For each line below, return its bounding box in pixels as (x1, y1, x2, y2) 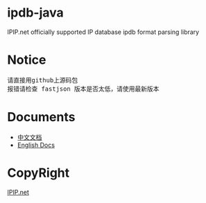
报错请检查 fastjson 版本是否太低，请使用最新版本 (7, 85, 160, 93)
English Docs (17, 141, 55, 149)
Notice (7, 52, 46, 68)
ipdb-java (7, 5, 64, 21)
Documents (7, 109, 76, 125)
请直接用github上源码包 (7, 76, 78, 84)
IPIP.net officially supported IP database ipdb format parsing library (7, 28, 200, 36)
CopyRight (7, 165, 70, 181)
